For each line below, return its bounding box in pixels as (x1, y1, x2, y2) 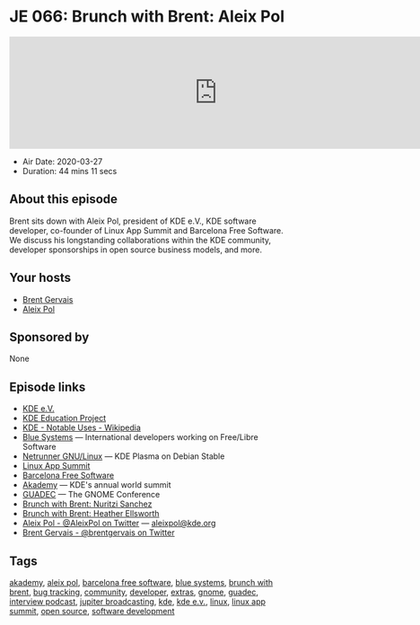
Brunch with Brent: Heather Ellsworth (22, 508, 160, 519)
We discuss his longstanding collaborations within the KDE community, (9, 234, 272, 245)
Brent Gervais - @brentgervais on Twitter (22, 527, 175, 538)
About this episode (9, 191, 118, 207)
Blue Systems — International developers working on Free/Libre (22, 432, 258, 443)
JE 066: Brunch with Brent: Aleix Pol (9, 6, 285, 27)
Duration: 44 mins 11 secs (22, 165, 118, 176)
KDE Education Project (22, 413, 106, 424)
